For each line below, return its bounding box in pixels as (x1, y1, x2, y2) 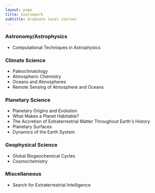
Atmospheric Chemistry (12, 73, 61, 79)
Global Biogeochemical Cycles (12, 153, 76, 159)
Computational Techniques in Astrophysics (12, 44, 101, 50)
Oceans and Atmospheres (12, 78, 66, 85)
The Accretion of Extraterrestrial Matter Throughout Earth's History (12, 118, 151, 125)
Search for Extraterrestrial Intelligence (12, 182, 91, 188)
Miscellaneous (5, 171, 41, 178)
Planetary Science (5, 96, 51, 103)
